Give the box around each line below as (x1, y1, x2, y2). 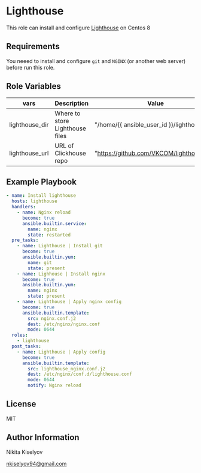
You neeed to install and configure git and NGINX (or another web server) (6, 57, 186, 64)
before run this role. (6, 64, 55, 71)
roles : (11, 332, 28, 339)
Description (54, 99, 89, 107)
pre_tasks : (11, 237, 39, 244)
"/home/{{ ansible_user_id (94, 120, 167, 128)
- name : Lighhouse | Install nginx (17, 271, 106, 277)
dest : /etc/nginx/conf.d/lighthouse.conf (28, 371, 133, 378)
